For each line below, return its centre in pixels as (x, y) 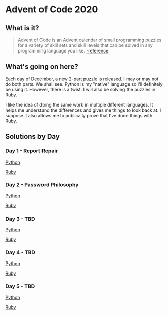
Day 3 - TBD (20, 219)
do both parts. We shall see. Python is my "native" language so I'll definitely (84, 84)
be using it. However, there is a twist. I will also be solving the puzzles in (80, 89)
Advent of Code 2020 (52, 9)
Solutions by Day (32, 137)
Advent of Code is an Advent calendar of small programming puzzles (90, 40)
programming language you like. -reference (63, 51)
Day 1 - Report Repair (32, 151)
